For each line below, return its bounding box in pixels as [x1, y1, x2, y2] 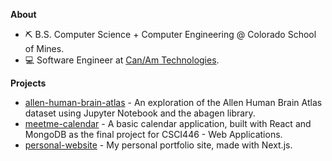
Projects [10, 77, 47, 89]
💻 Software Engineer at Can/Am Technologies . [24, 54, 220, 66]
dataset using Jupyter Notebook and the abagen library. [24, 107, 256, 119]
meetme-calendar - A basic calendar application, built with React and [24, 118, 312, 129]
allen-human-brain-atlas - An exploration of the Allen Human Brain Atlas [24, 97, 323, 108]
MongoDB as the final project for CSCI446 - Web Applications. [24, 129, 283, 140]
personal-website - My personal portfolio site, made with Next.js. [24, 139, 293, 151]
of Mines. [24, 43, 65, 54]
